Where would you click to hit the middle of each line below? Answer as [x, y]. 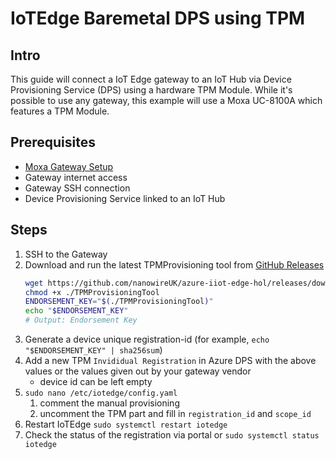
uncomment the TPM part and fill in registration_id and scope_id [175, 413]
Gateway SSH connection [77, 188]
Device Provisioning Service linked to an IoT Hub [125, 198]
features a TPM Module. [60, 111]
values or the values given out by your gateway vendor [138, 371]
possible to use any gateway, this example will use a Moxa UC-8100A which [166, 100]
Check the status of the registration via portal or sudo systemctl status [172, 435]
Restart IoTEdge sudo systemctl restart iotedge [126, 424]
